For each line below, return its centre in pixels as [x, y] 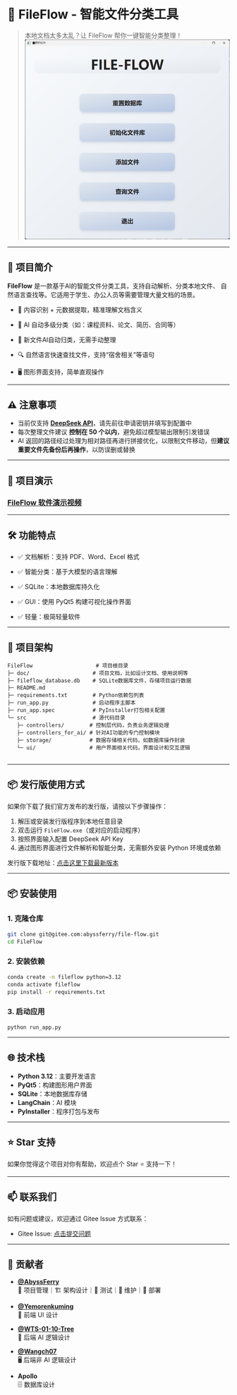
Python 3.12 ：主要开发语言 [57, 1076]
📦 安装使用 [32, 893]
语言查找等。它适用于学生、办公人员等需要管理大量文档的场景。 [106, 294]
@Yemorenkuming [45, 1307]
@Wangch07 [37, 1351]
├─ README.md [26, 688]
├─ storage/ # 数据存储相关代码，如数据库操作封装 [101, 740]
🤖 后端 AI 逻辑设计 [44, 1337]
